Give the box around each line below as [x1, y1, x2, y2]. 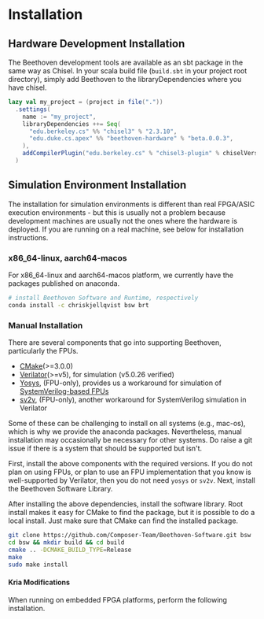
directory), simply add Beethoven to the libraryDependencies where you [8, 75, 242, 83]
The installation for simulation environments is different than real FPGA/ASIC [8, 199, 255, 209]
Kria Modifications [8, 577, 71, 587]
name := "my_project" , [22, 113, 97, 120]
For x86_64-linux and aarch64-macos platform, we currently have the [8, 270, 234, 280]
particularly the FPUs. [8, 347, 79, 356]
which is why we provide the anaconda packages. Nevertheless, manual [8, 427, 242, 436]
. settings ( [15, 105, 51, 113]
